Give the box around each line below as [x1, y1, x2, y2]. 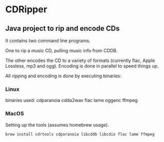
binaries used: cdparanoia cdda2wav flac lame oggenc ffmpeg [5, 97, 138, 104]
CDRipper [5, 4, 48, 15]
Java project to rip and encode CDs [5, 24, 120, 33]
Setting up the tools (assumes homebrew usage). [5, 121, 109, 128]
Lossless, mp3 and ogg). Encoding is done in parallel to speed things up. [5, 63, 159, 69]
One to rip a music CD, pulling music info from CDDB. [5, 48, 118, 53]
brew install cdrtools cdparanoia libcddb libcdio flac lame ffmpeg [5, 132, 155, 137]
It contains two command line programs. [5, 37, 91, 44]
